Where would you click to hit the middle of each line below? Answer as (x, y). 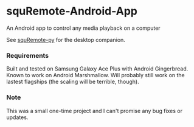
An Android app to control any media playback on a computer (83, 28)
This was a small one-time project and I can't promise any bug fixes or (95, 111)
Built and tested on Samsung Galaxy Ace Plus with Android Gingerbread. (97, 69)
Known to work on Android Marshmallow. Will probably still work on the (96, 75)
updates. (17, 117)
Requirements (28, 55)
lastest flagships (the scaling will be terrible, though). (73, 82)
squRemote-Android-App (72, 11)
